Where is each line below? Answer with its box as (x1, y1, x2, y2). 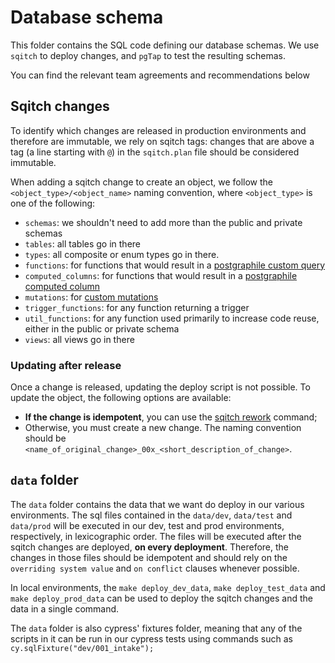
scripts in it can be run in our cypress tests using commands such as (10, 632, 293, 645)
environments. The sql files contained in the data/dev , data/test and (10, 509, 293, 521)
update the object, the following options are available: (10, 392, 232, 404)
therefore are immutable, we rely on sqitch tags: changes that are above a (10, 135, 315, 147)
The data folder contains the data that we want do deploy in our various (10, 498, 305, 510)
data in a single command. (10, 602, 120, 615)
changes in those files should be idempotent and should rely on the (10, 551, 288, 563)
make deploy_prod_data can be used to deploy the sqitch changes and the (10, 592, 314, 604)
